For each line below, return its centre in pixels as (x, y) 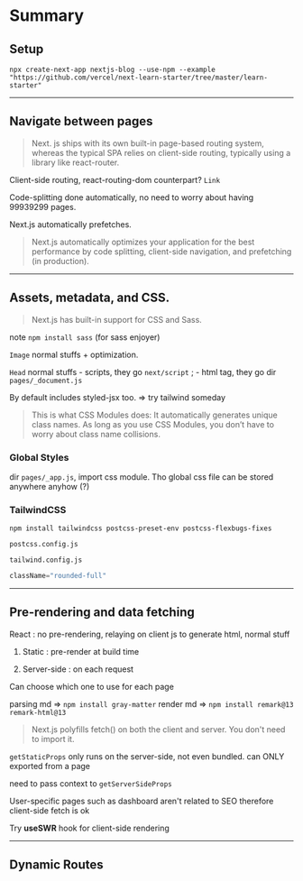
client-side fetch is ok (50, 810)
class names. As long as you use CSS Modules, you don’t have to (153, 424)
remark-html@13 (38, 712)
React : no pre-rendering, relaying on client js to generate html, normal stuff (150, 634)
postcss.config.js (44, 545)
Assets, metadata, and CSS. (90, 298)
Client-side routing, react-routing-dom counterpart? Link (115, 179)
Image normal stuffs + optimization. (74, 354)
